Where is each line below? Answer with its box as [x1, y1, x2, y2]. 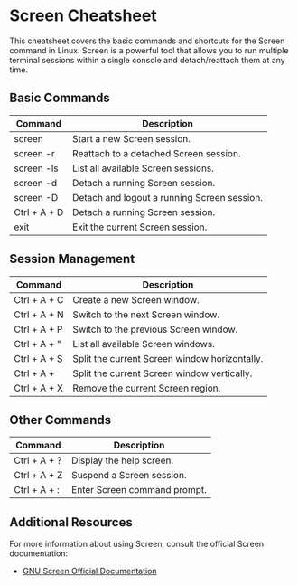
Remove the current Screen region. [72, 382, 221, 394]
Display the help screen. [71, 454, 174, 467]
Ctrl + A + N [14, 308, 65, 321]
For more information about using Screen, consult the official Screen [9, 539, 265, 550]
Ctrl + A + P [14, 323, 63, 335]
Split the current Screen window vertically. [72, 367, 253, 380]
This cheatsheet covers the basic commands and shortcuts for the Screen [9, 35, 285, 46]
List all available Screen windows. [72, 337, 215, 350]
